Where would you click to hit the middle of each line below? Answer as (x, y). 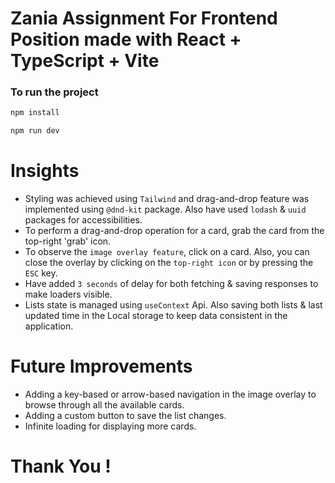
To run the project (54, 92)
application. (49, 326)
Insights (45, 171)
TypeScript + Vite (85, 61)
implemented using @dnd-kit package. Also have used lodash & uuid (165, 209)
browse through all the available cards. (104, 405)
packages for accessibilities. (83, 220)
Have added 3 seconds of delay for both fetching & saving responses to (171, 284)
